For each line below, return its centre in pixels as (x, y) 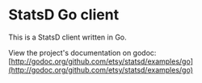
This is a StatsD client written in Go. (67, 37)
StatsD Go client (64, 15)
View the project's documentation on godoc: (82, 52)
